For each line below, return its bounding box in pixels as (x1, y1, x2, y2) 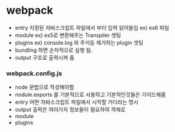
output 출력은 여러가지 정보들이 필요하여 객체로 (14, 106, 126, 113)
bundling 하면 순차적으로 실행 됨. (14, 46, 93, 54)
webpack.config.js (6, 69, 62, 78)
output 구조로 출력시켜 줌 (14, 54, 75, 61)
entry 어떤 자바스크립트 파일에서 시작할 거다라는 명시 (14, 99, 139, 106)
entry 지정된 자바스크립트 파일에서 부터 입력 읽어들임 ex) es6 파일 (14, 24, 170, 31)
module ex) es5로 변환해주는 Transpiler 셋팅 (14, 31, 121, 39)
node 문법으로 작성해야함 (14, 84, 74, 91)
